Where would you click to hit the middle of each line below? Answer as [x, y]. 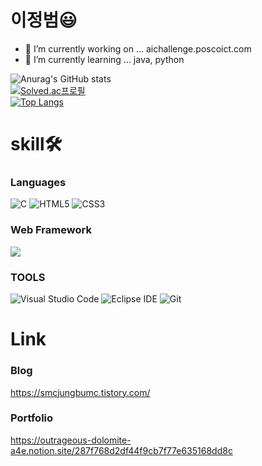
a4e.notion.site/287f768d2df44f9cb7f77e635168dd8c [121, 450]
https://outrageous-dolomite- [71, 440]
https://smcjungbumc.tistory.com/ [80, 392]
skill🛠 [36, 144]
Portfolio [32, 418]
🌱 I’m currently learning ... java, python [104, 59]
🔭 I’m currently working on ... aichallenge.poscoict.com [138, 48]
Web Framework [51, 230]
